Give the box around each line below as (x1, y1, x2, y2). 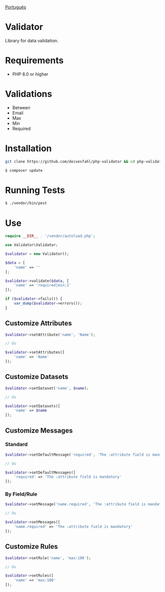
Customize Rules (5, 542, 58, 551)
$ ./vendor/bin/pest (5, 201, 48, 206)
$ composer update (5, 168, 43, 173)
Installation (5, 143, 52, 154)
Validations (5, 89, 53, 100)
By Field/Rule (5, 491, 38, 498)
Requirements (5, 55, 64, 66)
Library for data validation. (5, 37, 59, 43)
